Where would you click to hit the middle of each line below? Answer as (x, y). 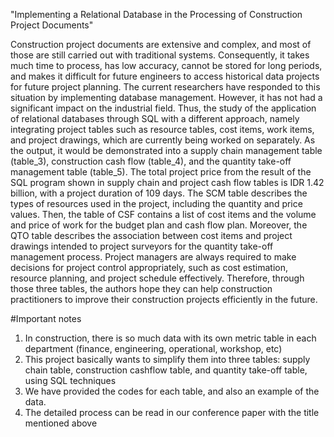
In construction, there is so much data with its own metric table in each (170, 338)
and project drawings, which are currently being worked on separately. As (163, 140)
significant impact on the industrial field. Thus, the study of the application (163, 108)
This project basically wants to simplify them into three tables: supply (167, 359)
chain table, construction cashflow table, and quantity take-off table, (166, 370)
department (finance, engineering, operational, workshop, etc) (153, 348)
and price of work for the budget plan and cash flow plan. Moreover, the (159, 225)
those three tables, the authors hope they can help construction (141, 288)
